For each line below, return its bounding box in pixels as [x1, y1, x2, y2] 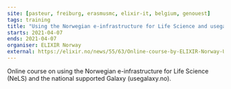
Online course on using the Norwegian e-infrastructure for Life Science [7, 66, 209, 75]
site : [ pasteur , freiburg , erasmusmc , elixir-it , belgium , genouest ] [7, 10, 211, 17]
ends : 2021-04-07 [7, 36, 57, 42]
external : [7, 49, 36, 55]
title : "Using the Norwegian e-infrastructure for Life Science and [7, 23, 208, 29]
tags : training [7, 16, 51, 23]
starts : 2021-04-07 [7, 29, 63, 36]
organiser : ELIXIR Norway [7, 42, 81, 49]
